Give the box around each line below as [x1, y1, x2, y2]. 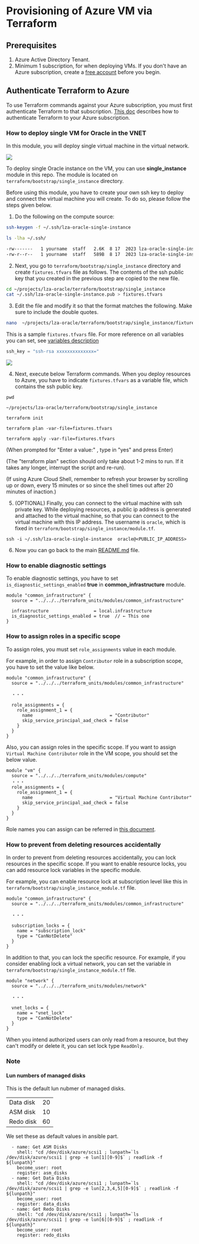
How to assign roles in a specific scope [6, 632, 121, 640]
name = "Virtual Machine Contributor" [21, 794, 192, 800]
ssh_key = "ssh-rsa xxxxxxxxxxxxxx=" [6, 348, 99, 355]
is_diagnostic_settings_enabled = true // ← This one [11, 613, 150, 620]
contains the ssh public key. [14, 383, 83, 390]
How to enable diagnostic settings [6, 562, 107, 570]
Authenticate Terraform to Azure [6, 86, 130, 96]
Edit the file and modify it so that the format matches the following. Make [14, 302, 192, 309]
